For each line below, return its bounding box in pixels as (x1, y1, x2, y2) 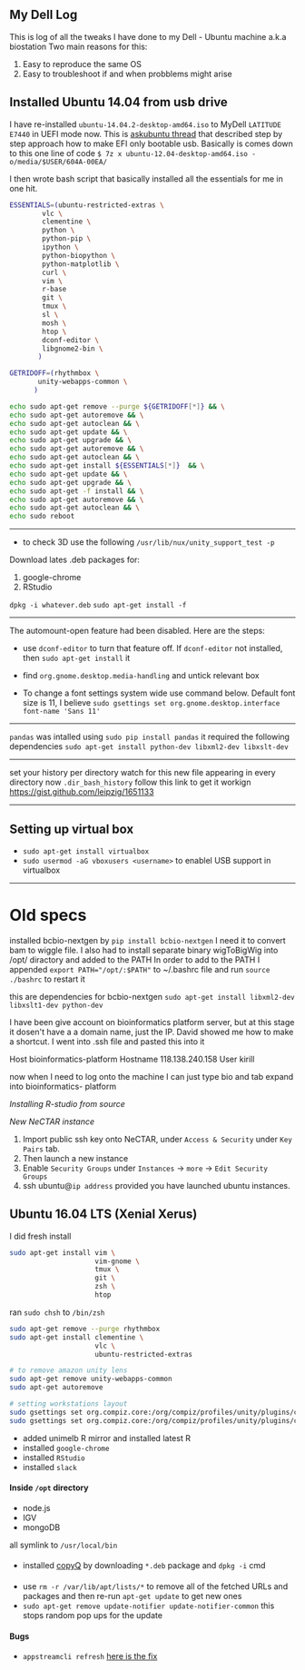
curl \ (42, 268, 67, 277)
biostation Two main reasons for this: (9, 41, 148, 52)
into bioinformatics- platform (9, 1081, 116, 1092)
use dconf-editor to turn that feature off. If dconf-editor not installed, (22, 643, 283, 654)
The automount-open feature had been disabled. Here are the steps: (9, 626, 265, 637)
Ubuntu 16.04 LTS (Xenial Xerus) (9, 1207, 198, 1222)
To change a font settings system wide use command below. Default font (22, 687, 296, 698)
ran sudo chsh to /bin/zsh (9, 1307, 105, 1318)
